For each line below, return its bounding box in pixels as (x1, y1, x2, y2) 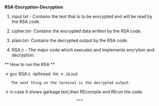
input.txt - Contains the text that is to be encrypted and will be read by (11, 14, 153, 19)
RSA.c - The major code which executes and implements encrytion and (11, 47, 155, 53)
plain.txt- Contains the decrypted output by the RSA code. (11, 37, 128, 43)
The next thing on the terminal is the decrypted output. (11, 80, 131, 85)
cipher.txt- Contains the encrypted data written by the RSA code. (11, 28, 142, 34)
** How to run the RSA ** (4, 62, 55, 67)
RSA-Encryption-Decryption (4, 4, 64, 10)
